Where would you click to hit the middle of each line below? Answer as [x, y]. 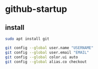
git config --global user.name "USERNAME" [49, 48]
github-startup [36, 9]
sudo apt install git [27, 39]
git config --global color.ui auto [42, 57]
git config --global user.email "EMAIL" [47, 52]
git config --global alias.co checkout [46, 62]
